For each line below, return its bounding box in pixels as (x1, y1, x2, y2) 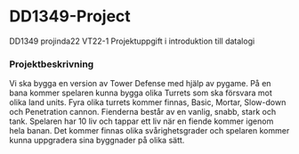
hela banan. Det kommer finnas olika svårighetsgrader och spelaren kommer (9, 126, 290, 136)
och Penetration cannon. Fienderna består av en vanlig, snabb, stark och (9, 107, 277, 118)
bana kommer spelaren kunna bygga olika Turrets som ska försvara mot (9, 87, 273, 99)
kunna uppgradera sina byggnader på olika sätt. (9, 135, 185, 146)
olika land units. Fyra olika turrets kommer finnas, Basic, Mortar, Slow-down (9, 97, 287, 108)
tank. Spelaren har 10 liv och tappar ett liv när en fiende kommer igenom (9, 116, 274, 126)
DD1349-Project (9, 6, 131, 27)
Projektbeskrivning (9, 58, 94, 70)
